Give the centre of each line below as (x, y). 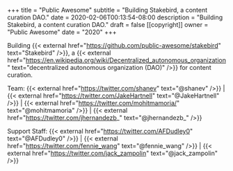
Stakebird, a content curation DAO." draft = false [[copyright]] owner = (108, 25)
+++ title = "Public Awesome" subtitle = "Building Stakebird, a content (107, 10)
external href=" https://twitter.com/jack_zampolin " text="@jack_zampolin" (112, 153)
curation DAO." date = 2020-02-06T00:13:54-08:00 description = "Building (115, 17)
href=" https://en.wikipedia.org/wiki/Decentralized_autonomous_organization (116, 60)
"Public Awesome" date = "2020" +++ (62, 32)
